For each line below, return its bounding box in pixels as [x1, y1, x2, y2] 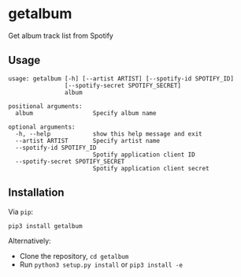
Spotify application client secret [92, 164, 210, 172]
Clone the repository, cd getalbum [19, 251, 129, 260]
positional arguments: [8, 102, 83, 110]
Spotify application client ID [92, 151, 195, 159]
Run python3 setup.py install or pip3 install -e [19, 260, 184, 269]
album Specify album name [15, 109, 157, 117]
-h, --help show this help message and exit [15, 129, 202, 138]
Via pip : [8, 207, 34, 216]
